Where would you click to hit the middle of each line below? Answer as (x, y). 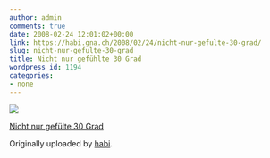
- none (21, 84)
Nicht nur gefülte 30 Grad (57, 126)
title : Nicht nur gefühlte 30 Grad (76, 59)
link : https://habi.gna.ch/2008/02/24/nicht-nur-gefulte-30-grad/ (135, 42)
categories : (31, 76)
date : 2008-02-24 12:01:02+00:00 (72, 34)
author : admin (36, 17)
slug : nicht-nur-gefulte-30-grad (72, 51)
